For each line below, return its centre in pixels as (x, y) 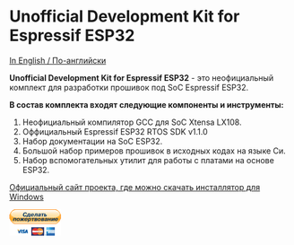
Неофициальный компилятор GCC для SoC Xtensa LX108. (132, 122)
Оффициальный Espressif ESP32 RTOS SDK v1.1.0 (115, 131)
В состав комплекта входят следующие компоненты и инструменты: (147, 104)
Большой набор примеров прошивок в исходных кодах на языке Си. (154, 151)
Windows (27, 197)
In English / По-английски (58, 60)
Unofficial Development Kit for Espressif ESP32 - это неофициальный (142, 77)
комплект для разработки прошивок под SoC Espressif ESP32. (129, 87)
